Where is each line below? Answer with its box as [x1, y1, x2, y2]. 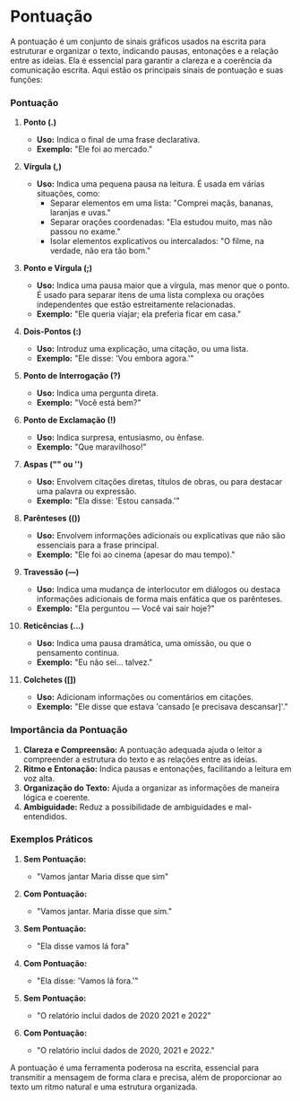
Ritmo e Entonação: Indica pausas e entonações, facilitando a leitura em [22, 763, 292, 773]
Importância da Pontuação [10, 724, 128, 737]
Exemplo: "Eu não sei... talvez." [36, 657, 153, 668]
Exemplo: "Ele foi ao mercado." [36, 144, 153, 154]
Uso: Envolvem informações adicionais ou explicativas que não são [36, 530, 286, 541]
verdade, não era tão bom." [49, 245, 151, 257]
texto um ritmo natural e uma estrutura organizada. [10, 1081, 198, 1092]
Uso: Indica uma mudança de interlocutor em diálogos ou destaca [36, 584, 281, 595]
